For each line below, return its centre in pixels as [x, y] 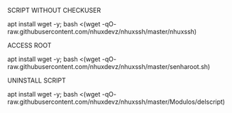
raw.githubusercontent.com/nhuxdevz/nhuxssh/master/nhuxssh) [102, 32]
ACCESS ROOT [29, 45]
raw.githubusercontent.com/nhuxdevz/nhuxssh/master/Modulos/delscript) [116, 102]
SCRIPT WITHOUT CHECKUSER [54, 10]
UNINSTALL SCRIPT [37, 80]
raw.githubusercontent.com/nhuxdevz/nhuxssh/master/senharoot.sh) [109, 66]
